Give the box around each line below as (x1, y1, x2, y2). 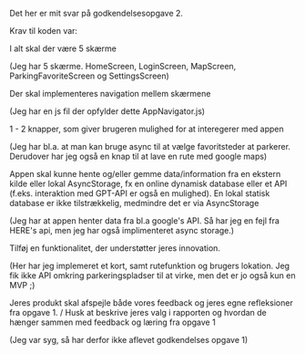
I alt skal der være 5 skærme (9, 43, 117, 54)
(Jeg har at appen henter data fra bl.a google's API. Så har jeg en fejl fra (9, 215, 280, 226)
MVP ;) (9, 280, 36, 290)
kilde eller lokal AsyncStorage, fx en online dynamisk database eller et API (9, 178, 288, 189)
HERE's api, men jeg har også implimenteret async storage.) (9, 225, 235, 235)
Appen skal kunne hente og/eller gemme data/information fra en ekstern (9, 169, 281, 179)
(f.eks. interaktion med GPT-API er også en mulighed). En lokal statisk (9, 188, 270, 199)
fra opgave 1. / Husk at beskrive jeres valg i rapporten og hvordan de (9, 307, 267, 318)
